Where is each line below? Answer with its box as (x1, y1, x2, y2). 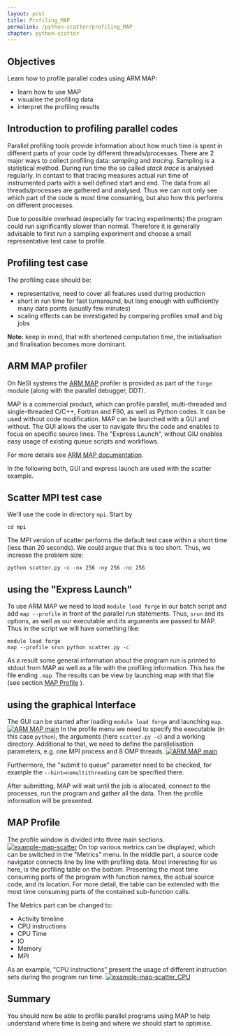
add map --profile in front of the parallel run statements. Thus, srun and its (7, 609, 224, 618)
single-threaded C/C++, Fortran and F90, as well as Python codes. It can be (7, 407, 226, 416)
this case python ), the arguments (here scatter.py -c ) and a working (7, 732, 205, 740)
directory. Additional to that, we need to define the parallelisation (7, 739, 193, 748)
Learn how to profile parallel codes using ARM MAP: (7, 74, 158, 83)
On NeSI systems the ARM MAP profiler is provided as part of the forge (7, 378, 212, 387)
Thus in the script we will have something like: (7, 624, 140, 633)
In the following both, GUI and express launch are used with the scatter (7, 464, 212, 472)
